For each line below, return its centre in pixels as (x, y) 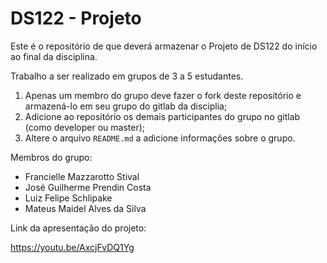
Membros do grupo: (51, 157)
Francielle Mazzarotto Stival (82, 176)
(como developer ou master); (85, 127)
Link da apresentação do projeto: (78, 228)
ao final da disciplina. (54, 56)
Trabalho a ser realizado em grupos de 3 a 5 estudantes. (127, 76)
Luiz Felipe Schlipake (68, 198)
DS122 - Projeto (76, 18)
